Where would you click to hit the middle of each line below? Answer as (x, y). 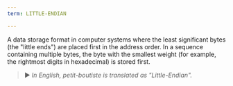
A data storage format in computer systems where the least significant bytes (116, 40)
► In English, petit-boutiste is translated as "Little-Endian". (108, 75)
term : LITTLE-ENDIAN (37, 14)
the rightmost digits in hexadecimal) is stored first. (79, 61)
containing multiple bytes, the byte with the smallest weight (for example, (112, 54)
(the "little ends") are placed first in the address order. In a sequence (105, 46)
